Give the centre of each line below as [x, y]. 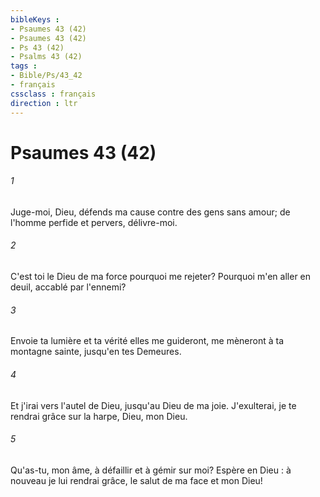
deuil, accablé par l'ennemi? [68, 287]
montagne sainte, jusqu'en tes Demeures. [96, 352]
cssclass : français [53, 94]
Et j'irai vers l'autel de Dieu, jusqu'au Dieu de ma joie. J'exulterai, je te [153, 405]
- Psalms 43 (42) [46, 57]
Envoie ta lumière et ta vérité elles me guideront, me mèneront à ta [147, 341]
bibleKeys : [35, 19]
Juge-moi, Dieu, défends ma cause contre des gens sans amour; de [150, 212]
